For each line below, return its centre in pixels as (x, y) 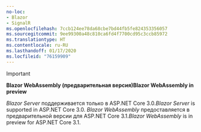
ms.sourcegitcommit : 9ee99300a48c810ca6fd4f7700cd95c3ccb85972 (87, 34)
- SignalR (19, 23)
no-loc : (16, 12)
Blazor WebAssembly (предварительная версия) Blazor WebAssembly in (100, 85)
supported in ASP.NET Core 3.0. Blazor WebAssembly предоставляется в (98, 109)
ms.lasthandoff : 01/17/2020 (41, 51)
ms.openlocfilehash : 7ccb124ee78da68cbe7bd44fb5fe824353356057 (87, 28)
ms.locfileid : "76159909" (38, 56)
